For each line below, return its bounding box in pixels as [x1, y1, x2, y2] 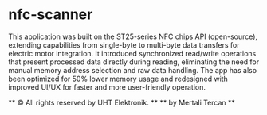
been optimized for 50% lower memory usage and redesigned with [8, 74, 229, 83]
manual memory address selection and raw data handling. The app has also [8, 65, 257, 75]
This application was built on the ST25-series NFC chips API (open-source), [8, 32, 257, 41]
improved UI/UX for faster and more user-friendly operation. [8, 82, 206, 92]
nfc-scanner [8, 6, 93, 24]
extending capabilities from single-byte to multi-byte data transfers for [8, 40, 240, 49]
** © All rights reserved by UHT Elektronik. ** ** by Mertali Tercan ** [8, 98, 235, 107]
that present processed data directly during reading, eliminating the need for [8, 57, 260, 67]
